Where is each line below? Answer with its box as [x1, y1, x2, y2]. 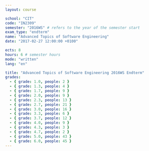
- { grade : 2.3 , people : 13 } [9, 98, 72, 102]
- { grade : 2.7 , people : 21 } [9, 102, 72, 107]
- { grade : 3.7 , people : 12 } [9, 116, 72, 121]
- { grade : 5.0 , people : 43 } [9, 134, 72, 139]
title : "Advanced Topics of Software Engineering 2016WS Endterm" [5, 70, 145, 75]
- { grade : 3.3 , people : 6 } [9, 111, 70, 116]
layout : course [5, 7, 37, 12]
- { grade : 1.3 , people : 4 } [9, 84, 70, 89]
